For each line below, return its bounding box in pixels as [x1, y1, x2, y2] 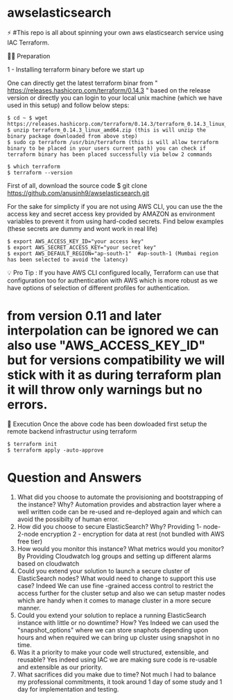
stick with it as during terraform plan [7, 367, 222, 383]
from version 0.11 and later [7, 308, 162, 324]
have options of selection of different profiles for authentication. [7, 283, 190, 292]
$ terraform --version [7, 169, 73, 176]
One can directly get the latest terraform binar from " [7, 79, 158, 87]
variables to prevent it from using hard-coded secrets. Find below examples [7, 217, 224, 225]
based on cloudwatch [17, 559, 80, 568]
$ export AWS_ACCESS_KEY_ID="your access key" [7, 238, 144, 245]
